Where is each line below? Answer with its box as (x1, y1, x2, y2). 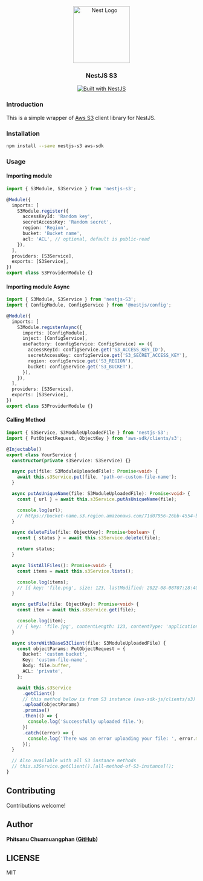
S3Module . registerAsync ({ (17, 324, 83, 330)
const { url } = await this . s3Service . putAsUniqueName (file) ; (17, 496, 177, 502)
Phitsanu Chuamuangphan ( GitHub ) (6, 836, 98, 843)
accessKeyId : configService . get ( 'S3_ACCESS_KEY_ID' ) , (28, 347, 166, 353)
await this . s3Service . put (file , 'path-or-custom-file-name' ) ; (17, 474, 177, 480)
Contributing (6, 786, 56, 796)
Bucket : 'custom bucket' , (22, 651, 88, 657)
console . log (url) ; (17, 507, 63, 513)
